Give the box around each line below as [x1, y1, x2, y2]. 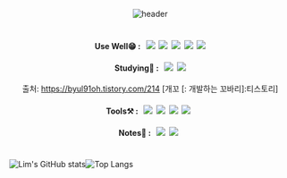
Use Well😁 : [94, 41, 141, 52]
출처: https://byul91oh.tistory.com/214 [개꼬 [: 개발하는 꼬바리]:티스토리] [21, 83, 279, 94]
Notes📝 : [118, 127, 152, 138]
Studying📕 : [114, 63, 159, 73]
